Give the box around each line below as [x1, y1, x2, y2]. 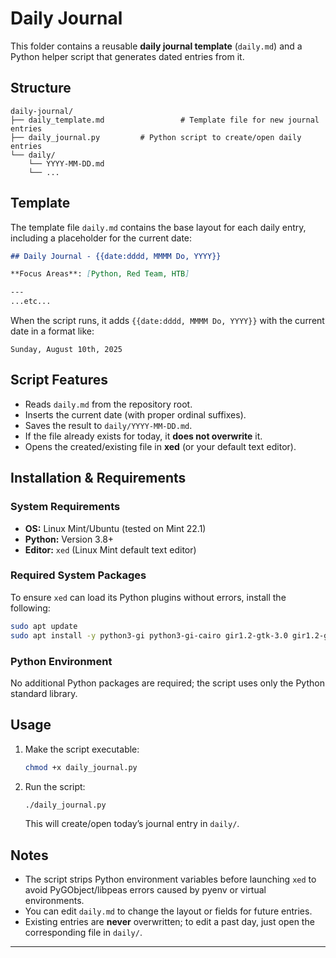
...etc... [10, 297, 52, 307]
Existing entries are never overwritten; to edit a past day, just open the [24, 916, 315, 928]
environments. [24, 895, 85, 907]
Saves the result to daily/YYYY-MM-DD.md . [24, 419, 193, 431]
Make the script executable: [24, 743, 140, 755]
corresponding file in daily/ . [24, 927, 143, 939]
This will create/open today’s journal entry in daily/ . [24, 818, 240, 830]
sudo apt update [10, 621, 78, 631]
